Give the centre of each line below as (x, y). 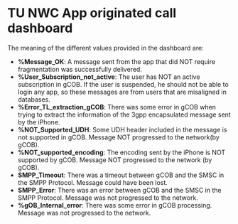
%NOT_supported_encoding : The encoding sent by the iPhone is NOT (121, 152)
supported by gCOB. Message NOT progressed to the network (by (115, 160)
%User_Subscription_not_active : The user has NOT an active (109, 77)
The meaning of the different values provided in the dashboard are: (106, 48)
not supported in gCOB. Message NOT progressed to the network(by (119, 137)
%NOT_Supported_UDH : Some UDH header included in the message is (122, 129)
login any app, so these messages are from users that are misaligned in (122, 92)
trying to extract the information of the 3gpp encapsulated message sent (124, 114)
